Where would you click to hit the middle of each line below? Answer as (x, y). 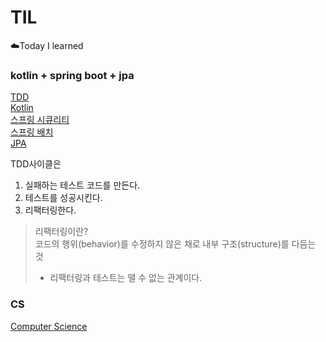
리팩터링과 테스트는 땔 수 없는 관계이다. (126, 278)
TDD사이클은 (36, 164)
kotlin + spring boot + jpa (72, 75)
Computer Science (49, 326)
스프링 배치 (32, 132)
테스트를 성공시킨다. (63, 198)
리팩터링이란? (61, 232)
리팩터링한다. (50, 210)
